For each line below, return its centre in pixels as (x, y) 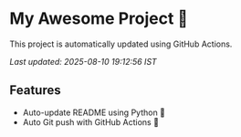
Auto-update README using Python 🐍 (94, 112)
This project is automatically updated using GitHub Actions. (121, 44)
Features (35, 90)
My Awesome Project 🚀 (99, 19)
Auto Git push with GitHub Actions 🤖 (91, 121)
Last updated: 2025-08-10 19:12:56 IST (83, 61)
